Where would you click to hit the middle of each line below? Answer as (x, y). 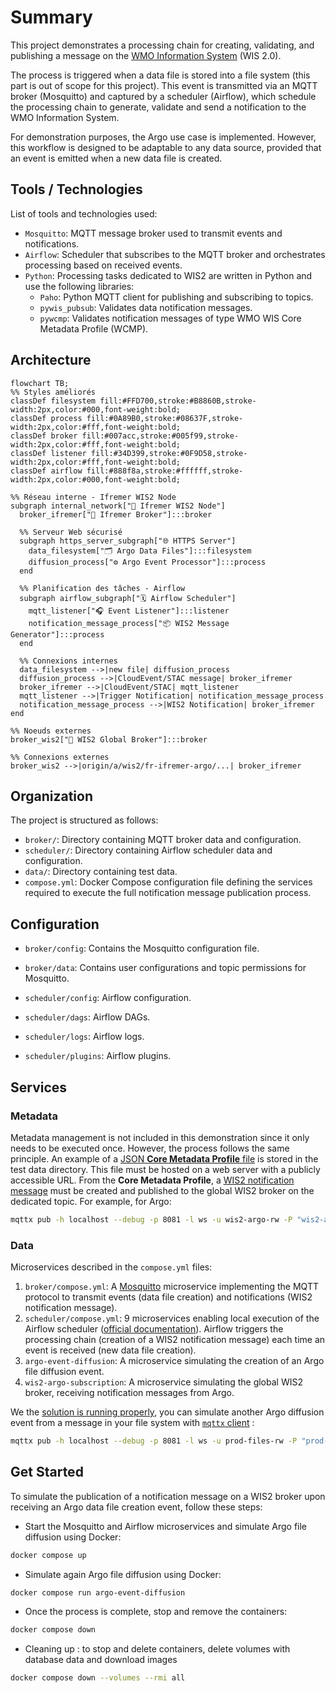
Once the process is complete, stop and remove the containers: (156, 1612)
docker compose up (48, 1555)
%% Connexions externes (60, 757)
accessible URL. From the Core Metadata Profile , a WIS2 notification (152, 1180)
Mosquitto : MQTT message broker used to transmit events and (153, 233)
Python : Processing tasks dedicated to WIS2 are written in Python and (168, 275)
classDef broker (44, 436)
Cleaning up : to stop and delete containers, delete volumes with (157, 1649)
